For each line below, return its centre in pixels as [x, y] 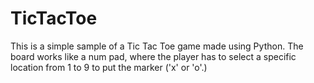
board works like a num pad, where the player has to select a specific [153, 56]
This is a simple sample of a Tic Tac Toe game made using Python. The [157, 46]
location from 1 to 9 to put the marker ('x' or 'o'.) [109, 67]
